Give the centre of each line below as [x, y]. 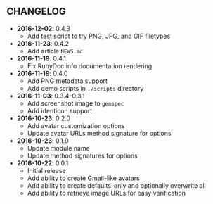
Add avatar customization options [76, 125]
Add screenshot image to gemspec [76, 103]
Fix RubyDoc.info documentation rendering [90, 65]
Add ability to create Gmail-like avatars [83, 178]
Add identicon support [60, 110]
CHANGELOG [36, 12]
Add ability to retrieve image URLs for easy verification [106, 193]
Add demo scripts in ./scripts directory [85, 88]
